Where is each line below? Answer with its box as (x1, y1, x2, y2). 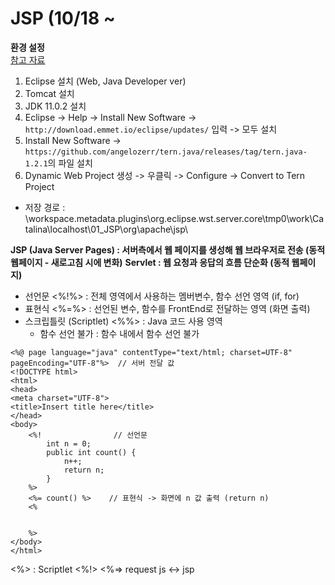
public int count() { (46, 447, 137, 457)
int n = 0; (46, 438, 92, 449)
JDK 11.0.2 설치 (24, 100, 87, 112)
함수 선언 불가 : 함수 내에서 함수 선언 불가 (39, 327, 200, 339)
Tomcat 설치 (24, 87, 75, 99)
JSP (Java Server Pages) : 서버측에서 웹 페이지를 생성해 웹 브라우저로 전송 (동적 (10, 243, 326, 256)
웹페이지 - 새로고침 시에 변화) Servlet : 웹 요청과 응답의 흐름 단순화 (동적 (10, 256, 290, 268)
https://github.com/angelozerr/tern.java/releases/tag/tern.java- (24, 147, 308, 157)
